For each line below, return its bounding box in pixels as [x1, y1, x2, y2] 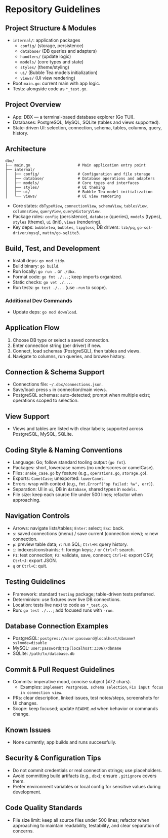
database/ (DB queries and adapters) [20, 48, 97, 54]
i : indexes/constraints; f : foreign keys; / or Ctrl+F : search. [12, 546, 135, 552]
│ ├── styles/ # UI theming [5, 185, 105, 190]
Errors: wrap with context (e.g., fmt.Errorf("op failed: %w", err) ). [12, 480, 154, 486]
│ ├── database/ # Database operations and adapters [5, 176, 155, 181]
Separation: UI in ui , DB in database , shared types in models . [12, 486, 137, 492]
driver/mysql [12, 230, 40, 235]
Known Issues [5, 725, 51, 734]
